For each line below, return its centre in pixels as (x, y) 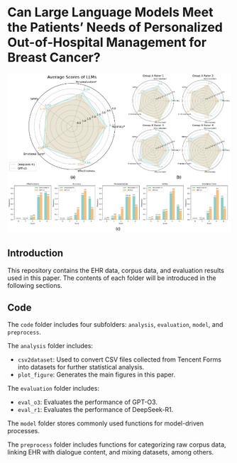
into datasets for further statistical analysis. (81, 367)
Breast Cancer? (54, 58)
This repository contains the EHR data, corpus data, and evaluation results (116, 270)
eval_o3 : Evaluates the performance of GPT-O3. (88, 402)
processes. (24, 431)
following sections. (35, 285)
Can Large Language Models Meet (110, 12)
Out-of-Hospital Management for (107, 43)
